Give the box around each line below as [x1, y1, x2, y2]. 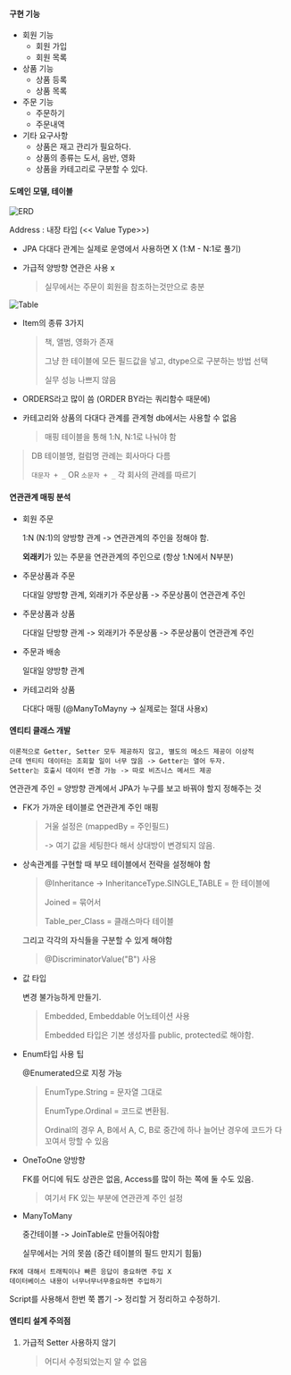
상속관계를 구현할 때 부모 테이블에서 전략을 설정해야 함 [21, 858, 212, 870]
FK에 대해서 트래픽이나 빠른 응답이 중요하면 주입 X [9, 1267, 172, 1276]
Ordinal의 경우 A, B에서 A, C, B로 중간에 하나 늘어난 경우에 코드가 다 [44, 1124, 283, 1135]
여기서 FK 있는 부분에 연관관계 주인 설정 [44, 1192, 183, 1203]
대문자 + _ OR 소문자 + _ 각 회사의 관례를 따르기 [30, 470, 196, 480]
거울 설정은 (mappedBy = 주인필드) [44, 821, 170, 831]
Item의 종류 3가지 [21, 318, 85, 329]
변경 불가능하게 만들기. [21, 991, 102, 1002]
